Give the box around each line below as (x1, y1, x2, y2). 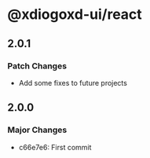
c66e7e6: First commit (18, 142, 92, 152)
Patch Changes (7, 61, 68, 72)
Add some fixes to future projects (18, 78, 127, 87)
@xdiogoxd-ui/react (7, 6, 142, 24)
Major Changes (7, 124, 68, 135)
